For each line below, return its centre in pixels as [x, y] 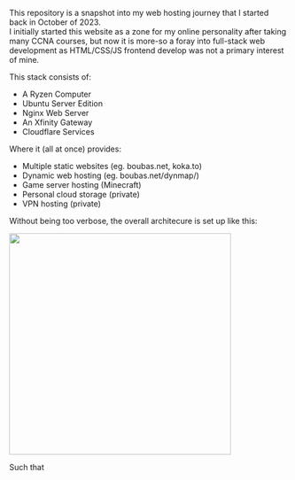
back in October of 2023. [55, 22]
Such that [27, 467]
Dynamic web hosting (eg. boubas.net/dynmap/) [110, 175]
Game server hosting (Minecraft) [82, 185]
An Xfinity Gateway [57, 122]
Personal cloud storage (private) [81, 194]
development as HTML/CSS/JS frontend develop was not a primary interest [147, 50]
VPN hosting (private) [62, 204]
